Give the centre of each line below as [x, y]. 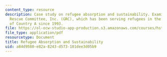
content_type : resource [30, 10]
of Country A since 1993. [37, 24]
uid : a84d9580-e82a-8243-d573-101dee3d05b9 [51, 47]
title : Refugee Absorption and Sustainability [54, 42]
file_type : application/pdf [34, 33]
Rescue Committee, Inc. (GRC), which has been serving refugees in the [85, 19]
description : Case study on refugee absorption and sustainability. [78, 14]
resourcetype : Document [30, 38]
